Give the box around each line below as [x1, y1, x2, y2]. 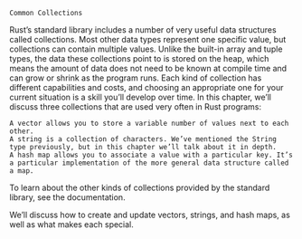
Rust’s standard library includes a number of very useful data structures [9, 24, 278, 35]
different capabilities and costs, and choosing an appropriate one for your [9, 82, 284, 92]
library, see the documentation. [9, 192, 126, 203]
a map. [9, 167, 34, 176]
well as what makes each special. [9, 219, 134, 230]
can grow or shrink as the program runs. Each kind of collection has [9, 72, 262, 83]
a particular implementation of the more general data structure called [9, 158, 289, 167]
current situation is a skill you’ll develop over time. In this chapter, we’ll [9, 91, 272, 102]
